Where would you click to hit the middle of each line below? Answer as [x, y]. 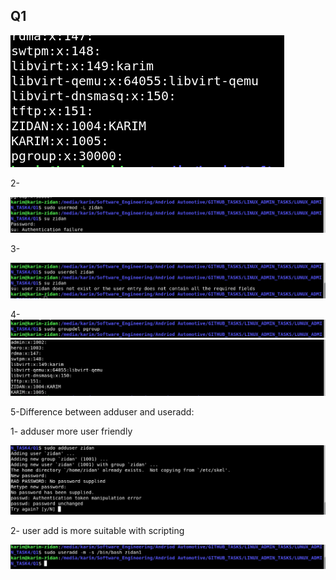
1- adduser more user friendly [71, 431]
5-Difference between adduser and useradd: [102, 412]
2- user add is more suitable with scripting [97, 530]
